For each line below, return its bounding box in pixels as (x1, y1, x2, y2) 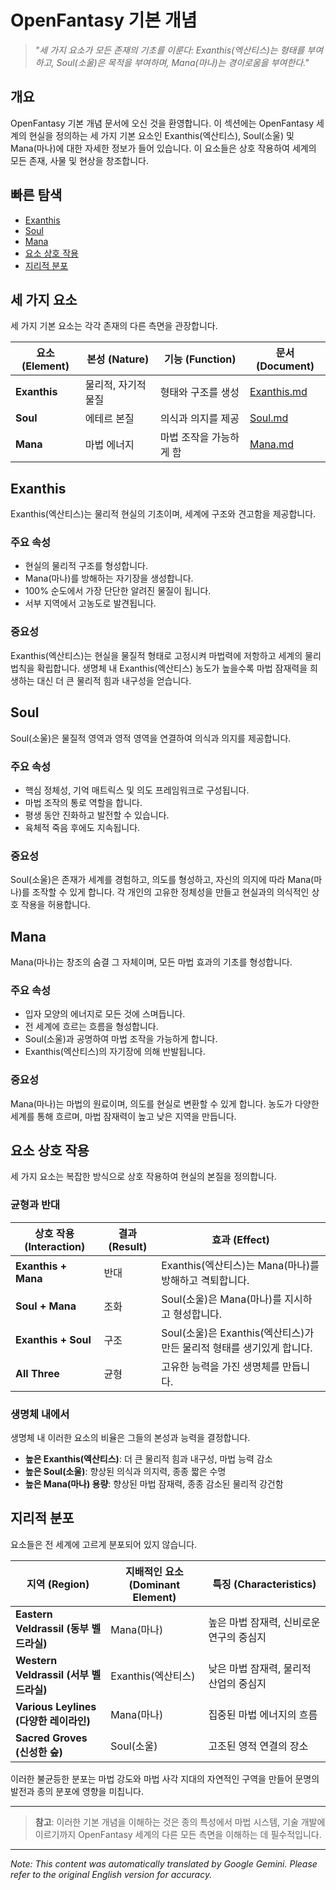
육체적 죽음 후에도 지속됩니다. (24, 821, 141, 833)
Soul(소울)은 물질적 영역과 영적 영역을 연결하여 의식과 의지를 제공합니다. (10, 732, 292, 744)
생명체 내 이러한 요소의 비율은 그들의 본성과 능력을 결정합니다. (10, 1432, 251, 1443)
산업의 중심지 (208, 1676, 267, 1690)
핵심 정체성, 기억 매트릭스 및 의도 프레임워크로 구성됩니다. (24, 784, 250, 796)
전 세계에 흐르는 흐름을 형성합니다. (24, 1021, 159, 1033)
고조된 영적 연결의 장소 (208, 1739, 309, 1753)
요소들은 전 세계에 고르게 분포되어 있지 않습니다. (10, 1538, 198, 1550)
